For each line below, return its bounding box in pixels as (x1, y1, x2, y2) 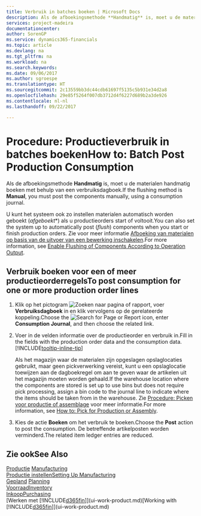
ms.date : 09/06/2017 (6, 70, 58, 76)
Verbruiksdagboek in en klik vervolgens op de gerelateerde (14, 307, 163, 315)
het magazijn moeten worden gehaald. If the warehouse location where (14, 376, 190, 383)
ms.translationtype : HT (6, 82, 66, 88)
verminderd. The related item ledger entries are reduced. (14, 431, 154, 439)
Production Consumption (6, 160, 134, 174)
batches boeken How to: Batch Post (6, 148, 184, 161)
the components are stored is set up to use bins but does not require (14, 382, 184, 389)
